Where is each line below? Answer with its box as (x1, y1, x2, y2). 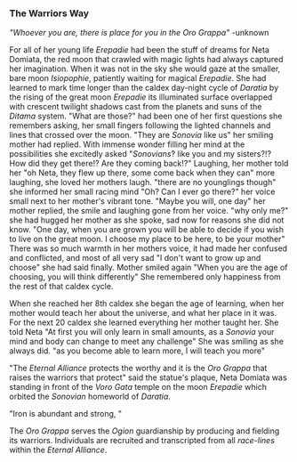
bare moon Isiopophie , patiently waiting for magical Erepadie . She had (9, 73, 267, 84)
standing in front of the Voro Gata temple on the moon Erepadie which (9, 382, 268, 393)
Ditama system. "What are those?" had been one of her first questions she (9, 110, 283, 122)
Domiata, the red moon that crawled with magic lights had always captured (9, 54, 284, 65)
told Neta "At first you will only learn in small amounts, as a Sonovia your (9, 327, 275, 337)
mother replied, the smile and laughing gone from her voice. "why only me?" (9, 206, 289, 216)
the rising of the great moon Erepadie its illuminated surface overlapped (9, 92, 273, 102)
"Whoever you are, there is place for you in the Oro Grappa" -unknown (9, 28, 269, 38)
